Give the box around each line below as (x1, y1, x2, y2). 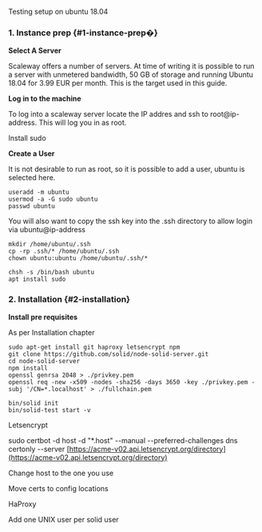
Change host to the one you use (8, 468, 114, 478)
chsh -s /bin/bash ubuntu (8, 268, 94, 277)
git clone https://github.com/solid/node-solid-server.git (8, 350, 209, 358)
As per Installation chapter (8, 327, 95, 337)
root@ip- (210, 110, 240, 119)
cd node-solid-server (8, 357, 81, 365)
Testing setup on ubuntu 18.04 (8, 7, 109, 16)
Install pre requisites (8, 312, 78, 322)
